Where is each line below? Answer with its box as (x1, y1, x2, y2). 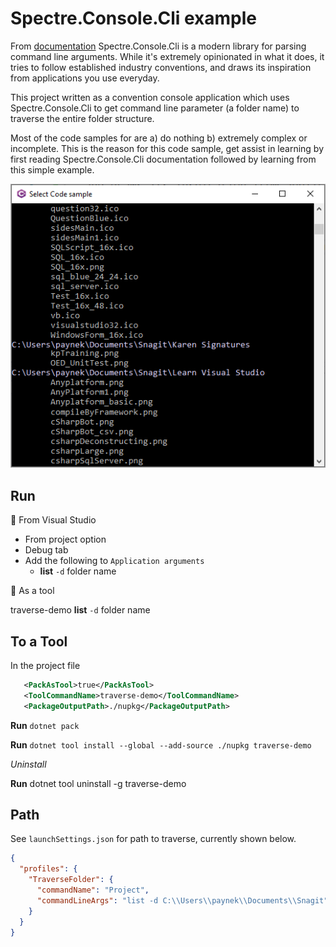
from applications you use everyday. (10, 72, 160, 84)
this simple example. (10, 163, 95, 176)
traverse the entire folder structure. (10, 112, 155, 124)
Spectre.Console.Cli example (10, 7, 258, 30)
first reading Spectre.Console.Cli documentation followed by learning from (10, 153, 317, 165)
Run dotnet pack (10, 719, 80, 731)
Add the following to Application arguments (24, 555, 205, 567)
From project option (24, 533, 107, 546)
